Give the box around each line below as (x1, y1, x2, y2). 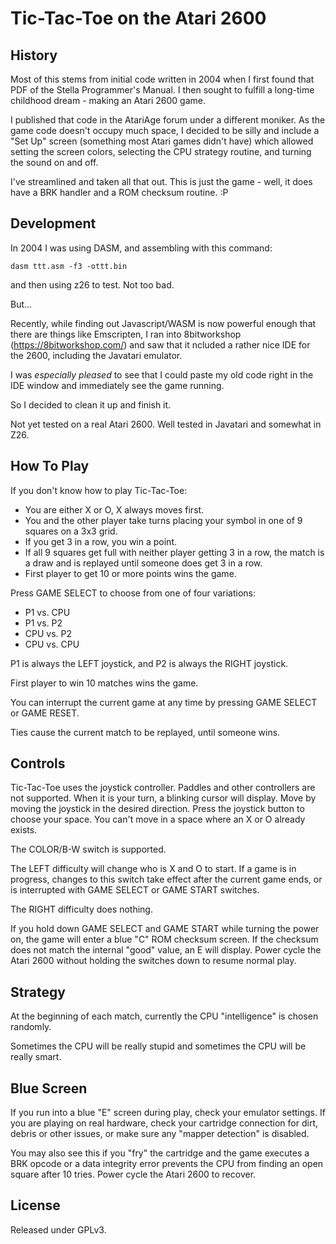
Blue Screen (10, 1080, 88, 1097)
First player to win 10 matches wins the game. (10, 677, 199, 689)
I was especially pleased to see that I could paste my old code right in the (10, 368, 314, 381)
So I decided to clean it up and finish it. (10, 398, 172, 411)
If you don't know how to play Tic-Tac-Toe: (10, 484, 188, 496)
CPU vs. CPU (24, 638, 80, 650)
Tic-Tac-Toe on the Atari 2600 (10, 7, 267, 30)
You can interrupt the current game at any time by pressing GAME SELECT (10, 696, 318, 708)
